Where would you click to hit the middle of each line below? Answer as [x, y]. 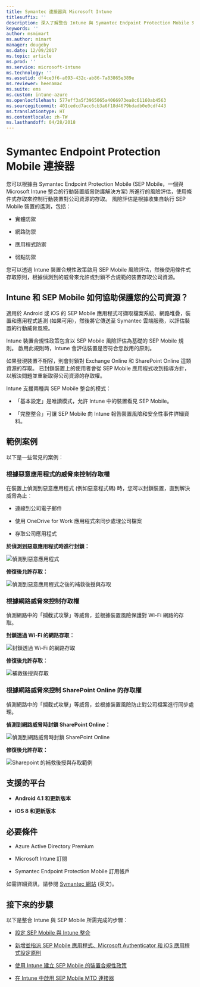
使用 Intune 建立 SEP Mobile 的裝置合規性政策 [71, 966]
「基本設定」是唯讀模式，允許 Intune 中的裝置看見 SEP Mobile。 [93, 401]
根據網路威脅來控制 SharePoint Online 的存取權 [74, 690]
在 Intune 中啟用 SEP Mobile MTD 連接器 [64, 978]
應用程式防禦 [30, 244]
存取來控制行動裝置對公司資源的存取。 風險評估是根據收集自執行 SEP [101, 199]
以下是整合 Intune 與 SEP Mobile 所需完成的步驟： [67, 920]
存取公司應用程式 [36, 533]
